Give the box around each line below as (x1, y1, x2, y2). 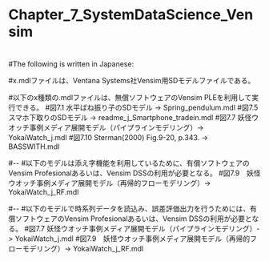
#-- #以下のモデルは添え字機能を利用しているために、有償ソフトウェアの (8, 159, 250, 168)
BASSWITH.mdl (8, 142, 60, 151)
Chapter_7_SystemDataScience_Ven (8, 6, 254, 24)
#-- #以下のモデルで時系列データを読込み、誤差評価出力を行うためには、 (8, 204, 251, 214)
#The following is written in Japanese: (8, 59, 134, 69)
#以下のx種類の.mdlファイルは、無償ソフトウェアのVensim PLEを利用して (8, 93, 252, 102)
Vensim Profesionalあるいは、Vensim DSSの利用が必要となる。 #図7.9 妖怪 (8, 168, 261, 178)
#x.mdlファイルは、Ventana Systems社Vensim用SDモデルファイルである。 (8, 76, 255, 86)
